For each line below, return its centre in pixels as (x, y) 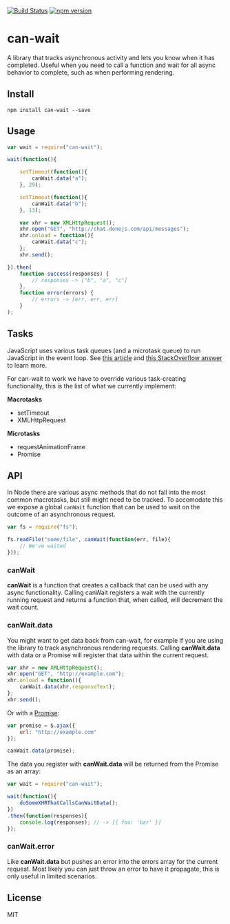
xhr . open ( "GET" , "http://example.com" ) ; (66, 674)
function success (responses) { (64, 274)
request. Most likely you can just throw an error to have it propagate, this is (113, 869)
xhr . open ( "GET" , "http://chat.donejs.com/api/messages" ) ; (104, 229)
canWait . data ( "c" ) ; (60, 242)
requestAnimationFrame (51, 446)
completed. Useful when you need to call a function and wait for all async (111, 65)
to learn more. (27, 365)
